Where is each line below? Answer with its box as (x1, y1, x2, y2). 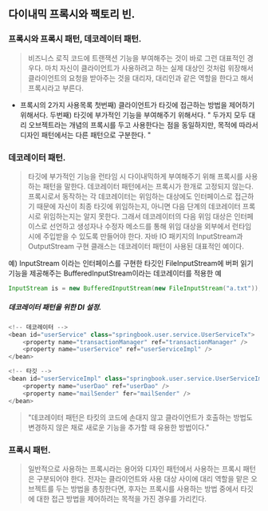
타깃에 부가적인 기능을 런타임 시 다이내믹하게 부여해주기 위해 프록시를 (27, 171, 243, 181)
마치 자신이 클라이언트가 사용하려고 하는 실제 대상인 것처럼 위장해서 (45, 63, 254, 73)
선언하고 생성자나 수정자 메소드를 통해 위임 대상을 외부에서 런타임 (49, 221, 252, 231)
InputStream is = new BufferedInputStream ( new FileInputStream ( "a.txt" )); (8, 284, 262, 292)
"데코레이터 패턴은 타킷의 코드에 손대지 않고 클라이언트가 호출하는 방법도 (27, 412, 253, 422)
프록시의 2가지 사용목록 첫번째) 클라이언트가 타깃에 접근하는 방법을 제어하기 (19, 100, 255, 109)
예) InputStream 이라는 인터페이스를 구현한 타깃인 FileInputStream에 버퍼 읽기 (8, 258, 254, 267)
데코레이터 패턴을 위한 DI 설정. (8, 303, 102, 312)
